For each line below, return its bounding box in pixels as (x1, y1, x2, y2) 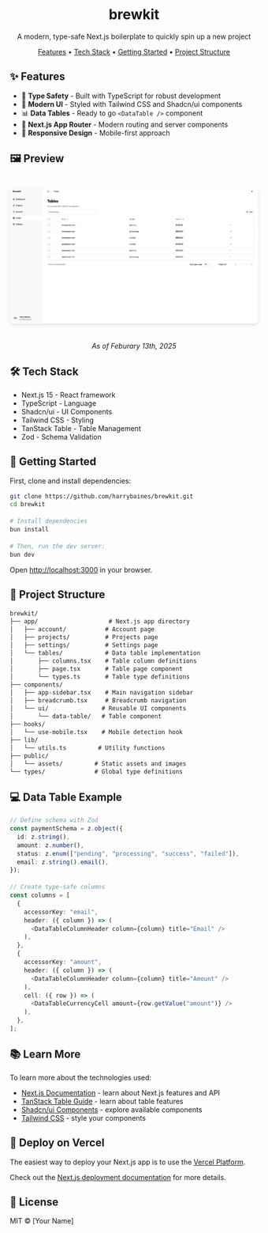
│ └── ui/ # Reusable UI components (9, 705, 187, 713)
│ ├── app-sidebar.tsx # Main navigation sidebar (9, 689, 194, 697)
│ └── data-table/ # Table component (9, 713, 162, 721)
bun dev (9, 550, 35, 558)
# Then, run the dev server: (9, 542, 106, 550)
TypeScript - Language (20, 398, 97, 408)
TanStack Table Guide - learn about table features (20, 1096, 184, 1106)
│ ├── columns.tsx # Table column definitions (9, 657, 197, 665)
